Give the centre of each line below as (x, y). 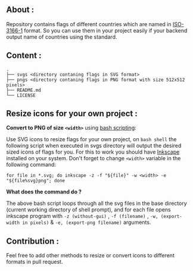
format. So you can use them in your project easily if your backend (105, 30)
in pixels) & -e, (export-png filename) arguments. (86, 222)
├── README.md (24, 90)
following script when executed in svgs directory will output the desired (94, 146)
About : (20, 10)
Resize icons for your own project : (72, 113)
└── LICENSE (21, 95)
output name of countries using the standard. (62, 37)
